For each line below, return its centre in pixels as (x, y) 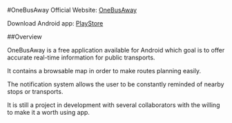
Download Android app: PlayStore (55, 23)
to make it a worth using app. (48, 112)
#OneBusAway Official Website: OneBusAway (72, 10)
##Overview (25, 37)
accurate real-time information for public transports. (81, 57)
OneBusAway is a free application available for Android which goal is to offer (116, 50)
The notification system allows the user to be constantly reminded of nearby (116, 84)
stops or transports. (35, 92)
